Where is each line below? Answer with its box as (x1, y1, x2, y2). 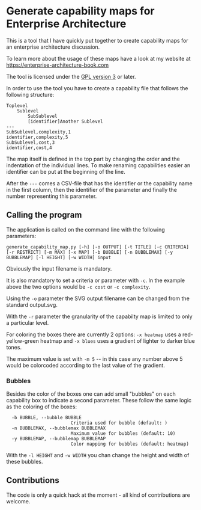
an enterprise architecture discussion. (6, 43, 100, 51)
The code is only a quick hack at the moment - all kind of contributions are (6, 491, 190, 499)
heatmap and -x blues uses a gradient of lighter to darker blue (40, 337, 195, 344)
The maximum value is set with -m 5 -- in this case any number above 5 (6, 355, 183, 362)
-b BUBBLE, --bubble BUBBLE (11, 415, 82, 421)
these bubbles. (6, 458, 43, 465)
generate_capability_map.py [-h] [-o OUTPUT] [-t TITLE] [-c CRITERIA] (6, 244, 189, 250)
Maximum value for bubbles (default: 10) (70, 431, 176, 437)
